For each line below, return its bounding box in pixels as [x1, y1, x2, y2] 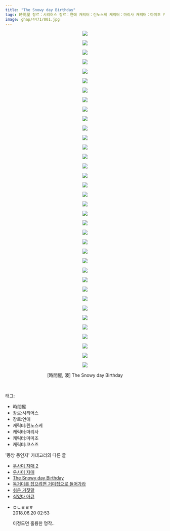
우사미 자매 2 [12, 463, 39, 469]
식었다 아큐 [12, 494, 35, 500]
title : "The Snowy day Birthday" [5, 7, 76, 13]
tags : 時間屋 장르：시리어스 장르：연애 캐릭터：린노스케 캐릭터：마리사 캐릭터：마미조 [5, 12, 161, 17]
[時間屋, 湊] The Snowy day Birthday [47, 372, 123, 378]
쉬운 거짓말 [12, 487, 35, 493]
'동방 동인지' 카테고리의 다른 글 [5, 452, 66, 458]
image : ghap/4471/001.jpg [5, 17, 60, 22]
